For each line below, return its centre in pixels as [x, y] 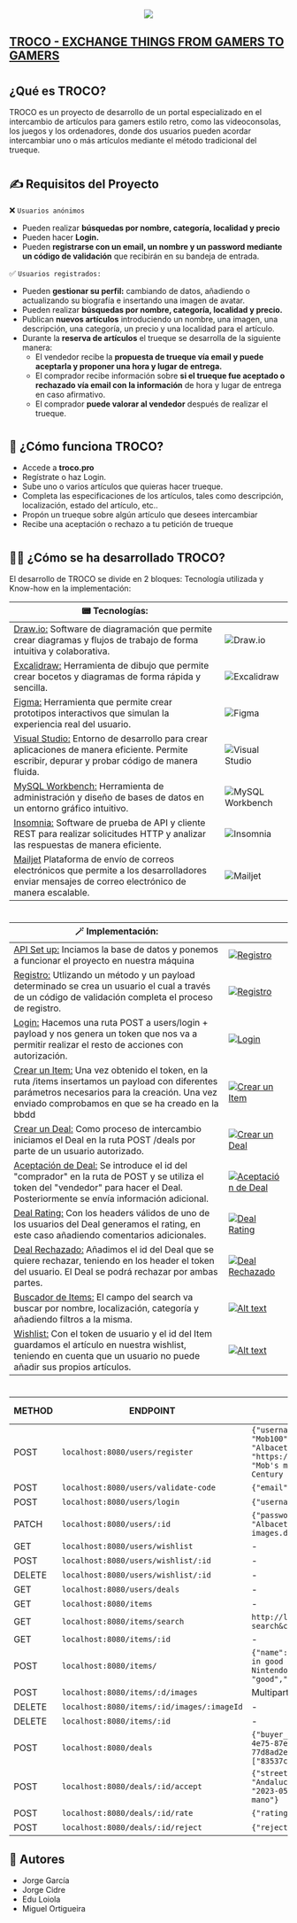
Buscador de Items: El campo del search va [103, 1298]
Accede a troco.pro [58, 468]
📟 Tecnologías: [115, 611]
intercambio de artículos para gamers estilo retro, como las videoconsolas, [145, 122]
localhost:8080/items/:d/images [129, 1693]
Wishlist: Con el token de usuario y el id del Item [113, 1334]
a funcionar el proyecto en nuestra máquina [104, 961]
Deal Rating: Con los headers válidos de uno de [112, 1214]
